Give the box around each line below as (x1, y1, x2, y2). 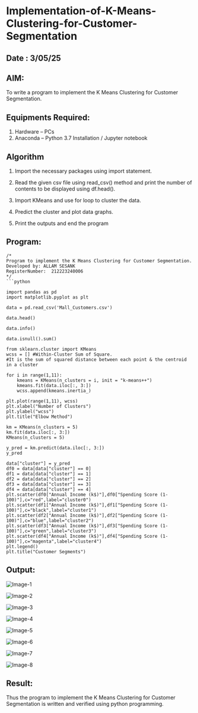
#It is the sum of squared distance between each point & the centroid (6, 356, 187, 363)
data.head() (6, 315, 36, 321)
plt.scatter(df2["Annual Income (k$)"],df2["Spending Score (6, 512, 158, 518)
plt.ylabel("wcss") (6, 408, 55, 414)
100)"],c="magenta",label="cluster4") (6, 538, 102, 544)
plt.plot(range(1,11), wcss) (6, 398, 78, 404)
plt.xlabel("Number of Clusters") (6, 403, 92, 409)
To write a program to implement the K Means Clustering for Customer (6, 89, 178, 96)
